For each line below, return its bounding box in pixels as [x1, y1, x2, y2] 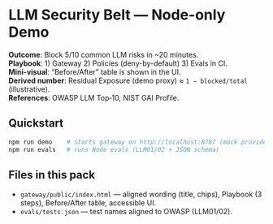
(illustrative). [8, 84, 50, 94]
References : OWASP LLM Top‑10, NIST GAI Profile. [8, 93, 180, 102]
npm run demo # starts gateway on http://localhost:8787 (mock [8, 138, 238, 146]
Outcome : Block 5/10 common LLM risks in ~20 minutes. [8, 50, 199, 59]
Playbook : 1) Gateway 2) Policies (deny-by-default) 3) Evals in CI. [8, 58, 227, 68]
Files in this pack [8, 168, 96, 182]
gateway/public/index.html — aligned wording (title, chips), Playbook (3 [19, 189, 262, 200]
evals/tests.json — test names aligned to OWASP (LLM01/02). [19, 207, 233, 217]
